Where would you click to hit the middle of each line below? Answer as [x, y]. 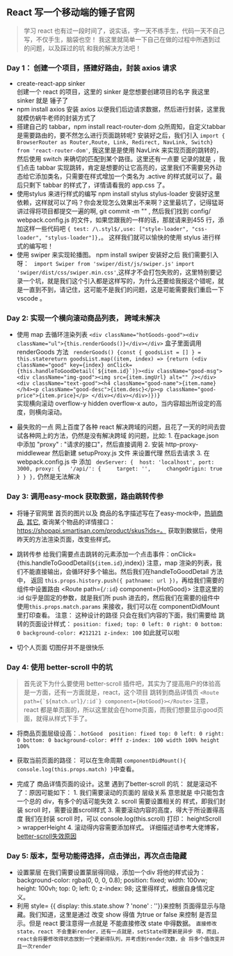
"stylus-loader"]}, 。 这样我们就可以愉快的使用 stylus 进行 [130, 237]
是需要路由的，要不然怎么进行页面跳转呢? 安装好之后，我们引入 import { [121, 135]
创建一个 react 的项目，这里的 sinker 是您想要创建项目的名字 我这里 [113, 92]
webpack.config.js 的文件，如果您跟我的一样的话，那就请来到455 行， [117, 220]
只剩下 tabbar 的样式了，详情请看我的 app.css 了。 [96, 185]
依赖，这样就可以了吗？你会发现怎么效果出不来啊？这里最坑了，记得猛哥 [120, 203]
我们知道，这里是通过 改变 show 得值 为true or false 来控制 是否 [120, 915]
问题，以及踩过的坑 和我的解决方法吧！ [86, 48]
